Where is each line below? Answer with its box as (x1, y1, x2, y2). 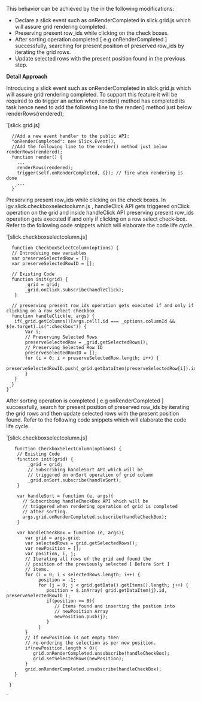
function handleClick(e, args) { (11, 313, 95, 319)
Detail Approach (6, 73, 48, 80)
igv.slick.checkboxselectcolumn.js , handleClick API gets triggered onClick (6, 203, 190, 209)
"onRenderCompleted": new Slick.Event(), (11, 139, 117, 145)
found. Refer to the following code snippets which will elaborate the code (6, 416, 187, 423)
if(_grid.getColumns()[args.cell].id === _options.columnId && (14, 318, 175, 324)
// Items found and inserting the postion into (54, 603, 175, 609)
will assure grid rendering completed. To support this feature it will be (6, 91, 178, 98)
